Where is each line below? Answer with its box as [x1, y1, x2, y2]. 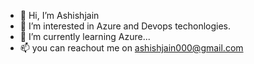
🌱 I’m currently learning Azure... [19, 31, 151, 42]
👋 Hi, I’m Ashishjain [19, 10, 100, 21]
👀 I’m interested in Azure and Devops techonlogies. [19, 20, 232, 32]
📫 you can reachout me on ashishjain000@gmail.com [19, 42, 244, 54]
